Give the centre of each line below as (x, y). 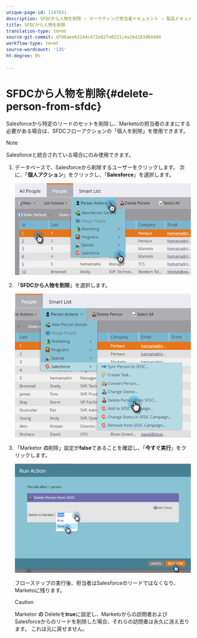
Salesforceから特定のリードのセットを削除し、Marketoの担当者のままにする (98, 123)
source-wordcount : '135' (36, 50)
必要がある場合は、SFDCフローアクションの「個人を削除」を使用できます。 (97, 131)
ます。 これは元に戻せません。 (51, 629)
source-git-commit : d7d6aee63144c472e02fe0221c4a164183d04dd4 (84, 37)
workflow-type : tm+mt (33, 43)
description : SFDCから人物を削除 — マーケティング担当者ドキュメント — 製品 (91, 19)
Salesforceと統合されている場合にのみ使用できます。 (70, 155)
